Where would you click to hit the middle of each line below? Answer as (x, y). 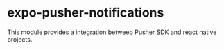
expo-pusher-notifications (86, 13)
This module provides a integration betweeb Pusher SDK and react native (112, 32)
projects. (20, 39)
